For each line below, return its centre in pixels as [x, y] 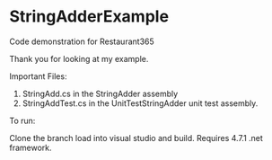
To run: [22, 120]
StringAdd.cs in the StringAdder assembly [100, 93]
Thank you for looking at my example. [79, 58]
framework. [31, 147]
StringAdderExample [89, 17]
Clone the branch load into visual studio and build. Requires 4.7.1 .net [136, 138]
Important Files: [38, 76]
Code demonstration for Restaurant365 [82, 41]
